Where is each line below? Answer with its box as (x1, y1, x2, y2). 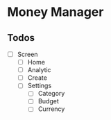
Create (27, 74, 47, 82)
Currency (37, 105, 65, 113)
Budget (37, 97, 59, 105)
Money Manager (7, 4, 104, 20)
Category (37, 89, 65, 98)
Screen (17, 50, 38, 58)
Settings (27, 81, 52, 90)
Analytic (27, 66, 51, 74)
